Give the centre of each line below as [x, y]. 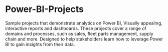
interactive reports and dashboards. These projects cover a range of [76, 28]
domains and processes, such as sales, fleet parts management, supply [79, 33]
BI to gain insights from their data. [40, 44]
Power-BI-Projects [45, 9]
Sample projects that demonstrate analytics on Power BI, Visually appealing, [84, 23]
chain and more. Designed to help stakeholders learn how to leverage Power [84, 39]
